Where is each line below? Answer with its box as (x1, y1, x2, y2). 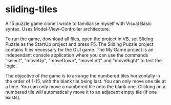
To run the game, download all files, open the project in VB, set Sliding (5, 36, 154, 42)
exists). (5, 94, 21, 100)
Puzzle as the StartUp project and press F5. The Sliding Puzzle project (5, 41, 154, 47)
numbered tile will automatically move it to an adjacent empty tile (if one (5, 89, 157, 95)
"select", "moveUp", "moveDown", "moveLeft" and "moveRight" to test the (5, 57, 162, 63)
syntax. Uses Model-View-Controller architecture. (5, 25, 111, 32)
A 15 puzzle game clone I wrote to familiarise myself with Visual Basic (5, 20, 152, 27)
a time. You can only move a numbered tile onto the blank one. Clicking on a (5, 83, 166, 90)
